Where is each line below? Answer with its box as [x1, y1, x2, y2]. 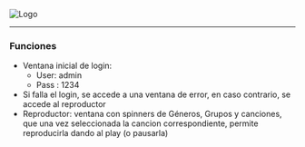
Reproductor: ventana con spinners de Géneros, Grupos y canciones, [22, 109, 283, 120]
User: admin [35, 70, 83, 81]
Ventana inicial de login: [22, 60, 113, 72]
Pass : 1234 [35, 80, 80, 91]
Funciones [9, 39, 57, 52]
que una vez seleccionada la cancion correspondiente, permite [22, 118, 259, 129]
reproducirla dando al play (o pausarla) [22, 128, 169, 139]
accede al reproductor [22, 99, 106, 110]
